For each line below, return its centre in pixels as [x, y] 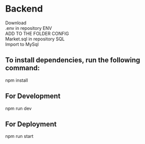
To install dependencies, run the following [73, 60]
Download [16, 23]
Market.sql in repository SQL [35, 39]
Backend [24, 9]
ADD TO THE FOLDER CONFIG [37, 33]
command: [23, 68]
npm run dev [18, 108]
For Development [33, 96]
